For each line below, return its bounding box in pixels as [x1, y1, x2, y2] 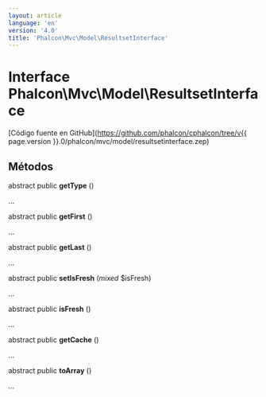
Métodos [8, 160, 54, 173]
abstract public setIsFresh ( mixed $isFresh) [8, 274, 152, 282]
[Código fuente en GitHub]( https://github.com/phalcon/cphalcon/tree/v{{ [8, 128, 248, 138]
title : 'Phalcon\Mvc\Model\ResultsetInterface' [8, 33, 169, 42]
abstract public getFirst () [8, 212, 93, 221]
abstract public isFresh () [8, 304, 91, 313]
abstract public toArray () [8, 366, 92, 375]
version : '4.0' [8, 26, 59, 34]
